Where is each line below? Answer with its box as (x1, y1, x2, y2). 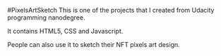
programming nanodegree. (7, 13, 85, 22)
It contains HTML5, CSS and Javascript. (7, 27, 124, 35)
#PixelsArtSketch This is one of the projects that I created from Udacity (7, 6, 215, 14)
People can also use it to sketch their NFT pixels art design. (7, 41, 180, 48)
